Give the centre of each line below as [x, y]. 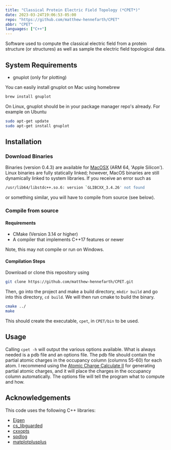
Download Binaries [29, 156]
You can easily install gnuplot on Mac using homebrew [63, 87]
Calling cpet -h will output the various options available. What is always [80, 349]
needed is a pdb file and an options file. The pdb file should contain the [80, 354]
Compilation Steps [25, 261]
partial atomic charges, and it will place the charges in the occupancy [78, 371]
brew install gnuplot [28, 97]
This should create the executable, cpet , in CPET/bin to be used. [72, 321]
